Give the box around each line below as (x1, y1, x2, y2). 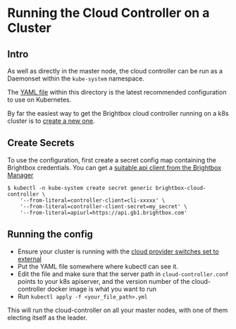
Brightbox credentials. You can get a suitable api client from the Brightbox (7, 163, 222, 172)
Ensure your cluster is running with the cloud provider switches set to (17, 247, 220, 256)
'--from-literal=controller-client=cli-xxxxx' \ (20, 196, 166, 204)
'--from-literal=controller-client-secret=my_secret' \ (20, 203, 188, 210)
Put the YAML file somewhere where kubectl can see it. (17, 262, 178, 270)
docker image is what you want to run (46, 285, 157, 293)
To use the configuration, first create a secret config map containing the (7, 155, 216, 164)
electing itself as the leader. (7, 313, 88, 322)
